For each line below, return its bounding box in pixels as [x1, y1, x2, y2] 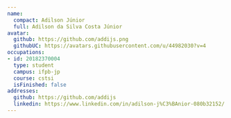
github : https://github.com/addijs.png [13, 36, 129, 43]
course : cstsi [13, 74, 54, 82]
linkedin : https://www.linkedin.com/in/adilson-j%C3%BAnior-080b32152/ [13, 101, 225, 108]
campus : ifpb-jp [13, 68, 60, 75]
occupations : [7, 49, 45, 56]
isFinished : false [13, 81, 67, 88]
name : [7, 10, 23, 17]
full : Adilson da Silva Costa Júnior [13, 23, 123, 30]
